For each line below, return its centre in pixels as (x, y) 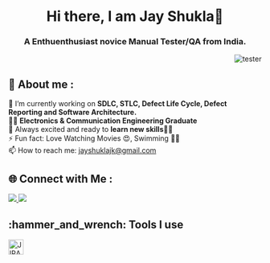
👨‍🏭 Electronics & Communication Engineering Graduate (103, 121)
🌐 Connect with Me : (61, 179)
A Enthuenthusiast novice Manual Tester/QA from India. (135, 42)
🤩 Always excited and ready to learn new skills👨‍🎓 (91, 129)
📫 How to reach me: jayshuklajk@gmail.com (82, 150)
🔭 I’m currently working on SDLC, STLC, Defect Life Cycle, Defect (118, 104)
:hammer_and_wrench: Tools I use (96, 224)
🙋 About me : (41, 84)
